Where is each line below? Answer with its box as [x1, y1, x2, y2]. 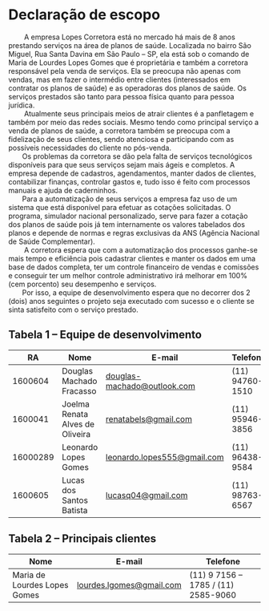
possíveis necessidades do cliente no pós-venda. [8, 143, 172, 152]
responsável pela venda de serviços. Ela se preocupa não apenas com [8, 66, 242, 75]
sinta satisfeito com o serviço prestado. [8, 305, 139, 314]
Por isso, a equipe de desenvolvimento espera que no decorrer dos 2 [22, 287, 251, 297]
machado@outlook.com [105, 380, 196, 391]
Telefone [205, 556, 240, 567]
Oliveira [62, 428, 90, 439]
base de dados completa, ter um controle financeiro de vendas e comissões [8, 262, 259, 272]
